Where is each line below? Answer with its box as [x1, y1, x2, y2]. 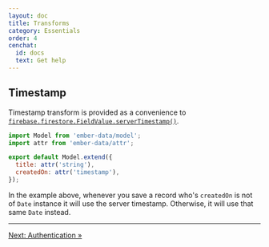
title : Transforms [8, 19, 70, 27]
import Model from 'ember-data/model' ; [8, 132, 142, 140]
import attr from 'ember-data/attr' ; [8, 139, 134, 147]
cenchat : [8, 42, 38, 50]
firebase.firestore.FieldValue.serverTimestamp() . [8, 115, 179, 125]
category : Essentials [8, 26, 81, 34]
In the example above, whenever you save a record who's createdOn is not [8, 190, 253, 200]
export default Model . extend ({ [8, 153, 113, 161]
